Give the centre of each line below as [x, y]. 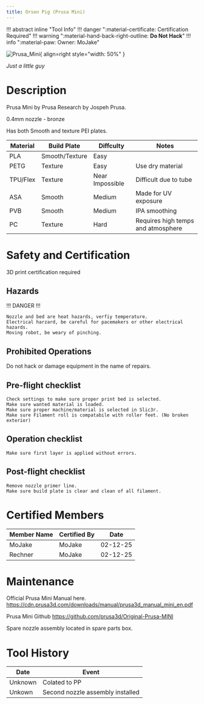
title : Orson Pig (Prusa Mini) [46, 12]
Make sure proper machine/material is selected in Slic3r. [83, 410]
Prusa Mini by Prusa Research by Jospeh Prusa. [66, 107]
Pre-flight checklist [44, 385]
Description [36, 90]
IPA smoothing [156, 210]
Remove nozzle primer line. [42, 486]
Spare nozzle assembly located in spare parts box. [70, 628]
